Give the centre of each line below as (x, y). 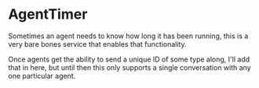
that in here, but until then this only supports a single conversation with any (129, 67)
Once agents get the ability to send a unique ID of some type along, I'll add (129, 59)
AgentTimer (48, 14)
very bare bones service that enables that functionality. (97, 44)
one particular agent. (42, 76)
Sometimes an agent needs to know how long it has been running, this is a (128, 36)
